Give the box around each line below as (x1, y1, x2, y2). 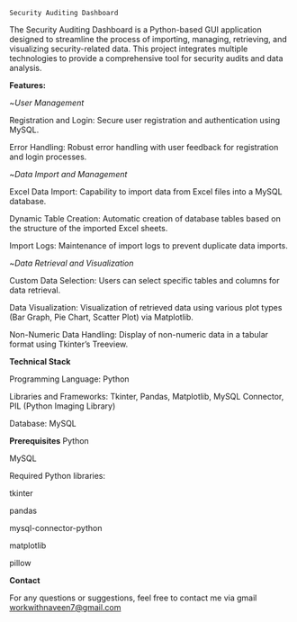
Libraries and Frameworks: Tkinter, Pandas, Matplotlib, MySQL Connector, (9, 392, 284, 401)
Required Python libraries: (9, 471, 106, 481)
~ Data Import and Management (9, 169, 128, 179)
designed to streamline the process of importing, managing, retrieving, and (9, 34, 287, 44)
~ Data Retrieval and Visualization (9, 257, 134, 268)
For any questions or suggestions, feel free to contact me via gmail (9, 592, 257, 603)
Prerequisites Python (9, 436, 90, 446)
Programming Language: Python (9, 374, 130, 384)
